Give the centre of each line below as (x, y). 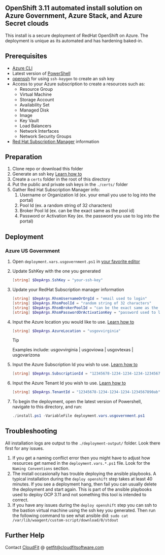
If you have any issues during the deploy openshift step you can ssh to (84, 505)
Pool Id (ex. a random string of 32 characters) (66, 205)
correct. (20, 500)
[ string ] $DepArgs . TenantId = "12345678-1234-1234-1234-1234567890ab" (86, 392)
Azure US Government (33, 251)
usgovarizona (26, 355)
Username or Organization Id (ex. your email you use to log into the (88, 195)
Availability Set (34, 105)
